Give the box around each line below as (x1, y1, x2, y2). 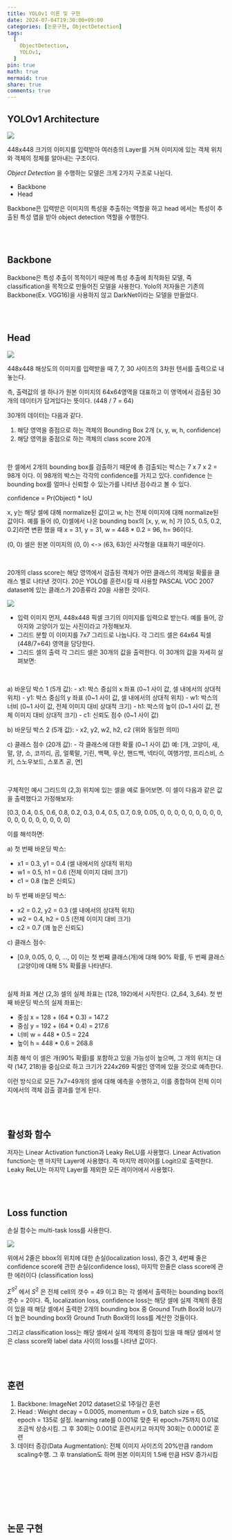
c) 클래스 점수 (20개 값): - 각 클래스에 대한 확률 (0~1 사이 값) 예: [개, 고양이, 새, (7, 740, 220, 748)
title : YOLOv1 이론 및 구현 (7, 10, 81, 17)
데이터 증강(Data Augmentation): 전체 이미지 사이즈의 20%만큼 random (17, 1442, 213, 1450)
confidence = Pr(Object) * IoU (7, 493, 93, 502)
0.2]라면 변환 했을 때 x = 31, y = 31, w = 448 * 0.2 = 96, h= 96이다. (7, 525, 193, 533)
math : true (7, 68, 39, 75)
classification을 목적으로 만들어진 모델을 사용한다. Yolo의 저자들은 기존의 (7, 282, 204, 290)
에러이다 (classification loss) (14, 1271, 94, 1280)
